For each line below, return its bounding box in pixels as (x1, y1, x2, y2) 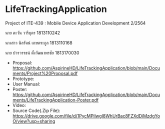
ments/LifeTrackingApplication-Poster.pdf (12, 96, 99, 103)
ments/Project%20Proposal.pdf (12, 70, 78, 76)
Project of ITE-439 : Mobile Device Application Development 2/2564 (5, 20, 146, 26)
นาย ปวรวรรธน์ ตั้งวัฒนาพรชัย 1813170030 (5, 49, 79, 55)
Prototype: (12, 75, 34, 81)
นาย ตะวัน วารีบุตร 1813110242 (5, 29, 60, 35)
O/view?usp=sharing (12, 118, 55, 124)
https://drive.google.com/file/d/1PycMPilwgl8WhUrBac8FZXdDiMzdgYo (12, 112, 160, 118)
